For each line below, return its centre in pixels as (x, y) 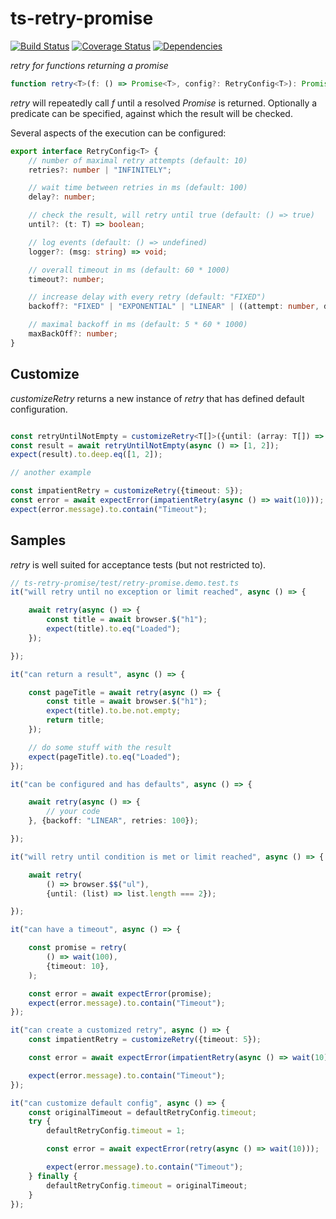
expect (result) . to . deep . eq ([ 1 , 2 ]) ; (86, 455)
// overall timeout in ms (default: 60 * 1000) (129, 270)
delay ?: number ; (62, 197)
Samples (38, 540)
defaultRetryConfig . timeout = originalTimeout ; (147, 1185)
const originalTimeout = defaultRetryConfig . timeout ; (142, 1112)
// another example (51, 473)
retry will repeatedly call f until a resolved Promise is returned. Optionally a (164, 103)
